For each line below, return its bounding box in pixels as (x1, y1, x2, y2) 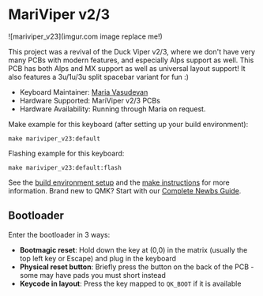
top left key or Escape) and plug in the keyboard (19, 253, 176, 263)
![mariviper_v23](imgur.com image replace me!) (8, 32, 163, 41)
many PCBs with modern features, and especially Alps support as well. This (8, 55, 254, 65)
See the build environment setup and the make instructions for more (8, 178, 231, 187)
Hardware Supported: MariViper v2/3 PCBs (19, 96, 160, 105)
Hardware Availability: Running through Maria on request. (19, 104, 206, 114)
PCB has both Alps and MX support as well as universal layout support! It (8, 63, 246, 73)
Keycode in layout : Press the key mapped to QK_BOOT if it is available (19, 279, 242, 288)
